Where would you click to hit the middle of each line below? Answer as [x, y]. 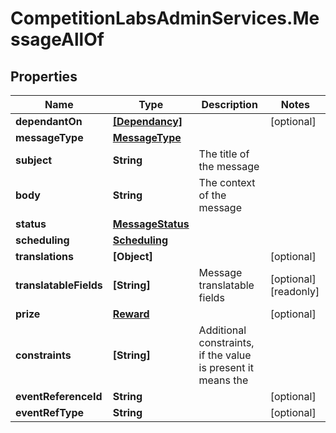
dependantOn [49, 121]
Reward [131, 314]
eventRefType [50, 412]
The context [227, 182]
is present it [226, 367]
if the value [225, 355]
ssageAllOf [57, 39]
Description [229, 104]
